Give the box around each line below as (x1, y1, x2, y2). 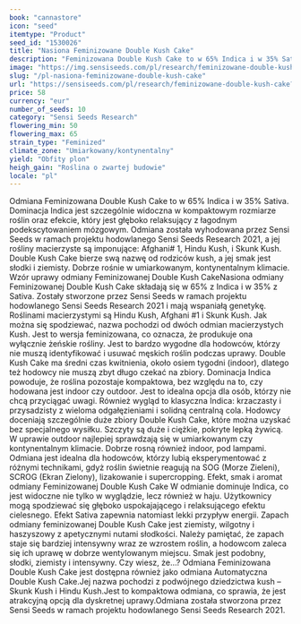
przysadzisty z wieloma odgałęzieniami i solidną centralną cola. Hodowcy (9, 405, 281, 416)
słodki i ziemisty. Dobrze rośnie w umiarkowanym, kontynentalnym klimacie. (9, 262, 290, 273)
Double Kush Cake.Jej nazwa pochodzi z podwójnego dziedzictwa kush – (9, 577, 281, 587)
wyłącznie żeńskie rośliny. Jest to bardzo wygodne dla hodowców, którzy (9, 338, 280, 349)
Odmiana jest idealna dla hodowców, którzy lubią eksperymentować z (9, 453, 267, 464)
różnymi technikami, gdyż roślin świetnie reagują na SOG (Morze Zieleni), (9, 462, 280, 473)
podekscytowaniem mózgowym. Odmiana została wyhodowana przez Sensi (9, 225, 290, 235)
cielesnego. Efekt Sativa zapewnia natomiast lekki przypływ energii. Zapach (9, 509, 289, 520)
